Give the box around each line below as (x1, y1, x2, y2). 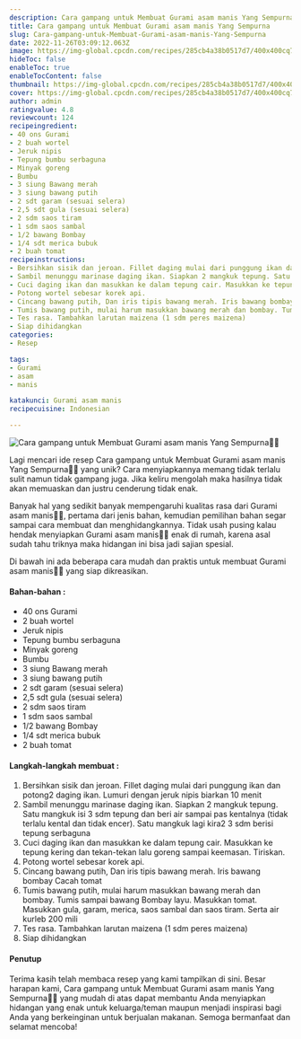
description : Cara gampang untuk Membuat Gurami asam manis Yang (9, 13, 258, 22)
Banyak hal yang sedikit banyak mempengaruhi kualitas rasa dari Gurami (9, 500, 278, 511)
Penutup (9, 954, 42, 964)
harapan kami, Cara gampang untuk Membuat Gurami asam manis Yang (9, 982, 275, 993)
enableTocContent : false (9, 72, 102, 81)
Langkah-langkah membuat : (9, 760, 119, 770)
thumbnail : (9, 80, 50, 89)
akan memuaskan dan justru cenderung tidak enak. (9, 483, 199, 494)
